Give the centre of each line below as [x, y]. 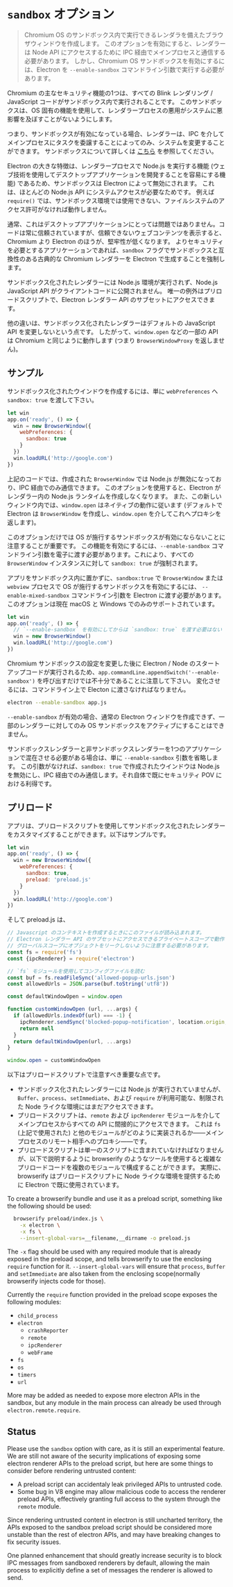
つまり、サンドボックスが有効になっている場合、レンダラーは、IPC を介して [116, 133]
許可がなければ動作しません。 [68, 209]
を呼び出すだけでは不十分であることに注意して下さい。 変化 [123, 681]
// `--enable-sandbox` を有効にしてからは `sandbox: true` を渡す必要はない [118, 630]
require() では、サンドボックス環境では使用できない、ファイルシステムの [113, 200]
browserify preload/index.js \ [59, 1219]
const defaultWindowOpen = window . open [65, 997]
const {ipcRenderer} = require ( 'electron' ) [71, 958]
